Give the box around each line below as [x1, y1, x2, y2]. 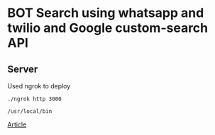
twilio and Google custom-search [7, 20, 209, 36]
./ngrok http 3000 [7, 95, 62, 102]
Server [7, 63, 38, 75]
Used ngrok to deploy [7, 82, 71, 90]
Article [7, 120, 27, 129]
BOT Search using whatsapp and [7, 5, 204, 21]
